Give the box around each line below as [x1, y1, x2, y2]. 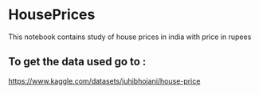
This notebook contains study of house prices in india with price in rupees [8, 32, 252, 41]
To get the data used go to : [8, 55, 147, 69]
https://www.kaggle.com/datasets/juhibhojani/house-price [8, 76, 201, 85]
